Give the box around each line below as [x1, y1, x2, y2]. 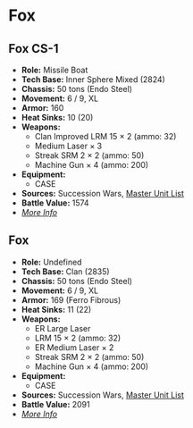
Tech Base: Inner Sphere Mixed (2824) [21, 74, 166, 85]
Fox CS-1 [8, 41, 59, 56]
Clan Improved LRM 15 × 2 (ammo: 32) [34, 131, 177, 141]
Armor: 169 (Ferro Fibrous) [21, 294, 122, 305]
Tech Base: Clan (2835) [21, 265, 110, 277]
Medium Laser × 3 [34, 140, 103, 151]
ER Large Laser [34, 323, 91, 333]
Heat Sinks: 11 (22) [21, 304, 92, 315]
